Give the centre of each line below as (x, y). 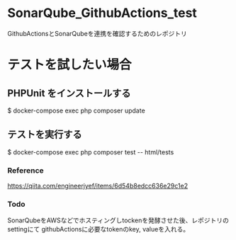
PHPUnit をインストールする (69, 93)
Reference (26, 170)
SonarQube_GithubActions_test (102, 13)
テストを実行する (45, 135)
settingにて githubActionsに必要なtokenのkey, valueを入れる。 (99, 229)
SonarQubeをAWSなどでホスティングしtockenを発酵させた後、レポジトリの (118, 220)
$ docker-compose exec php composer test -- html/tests (91, 152)
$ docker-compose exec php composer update (76, 110)
